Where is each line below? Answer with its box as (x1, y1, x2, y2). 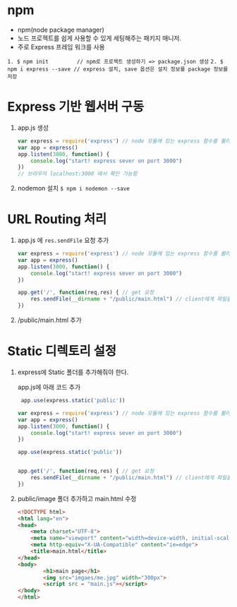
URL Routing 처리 (7, 211, 107, 227)
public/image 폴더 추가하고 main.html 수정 (17, 494, 137, 503)
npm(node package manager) (17, 25, 104, 34)
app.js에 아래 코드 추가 (17, 383, 81, 391)
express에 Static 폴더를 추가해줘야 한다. (17, 368, 129, 376)
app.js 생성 (17, 123, 49, 132)
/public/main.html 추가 (17, 316, 83, 325)
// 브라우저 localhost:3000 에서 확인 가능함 (17, 170, 138, 178)
